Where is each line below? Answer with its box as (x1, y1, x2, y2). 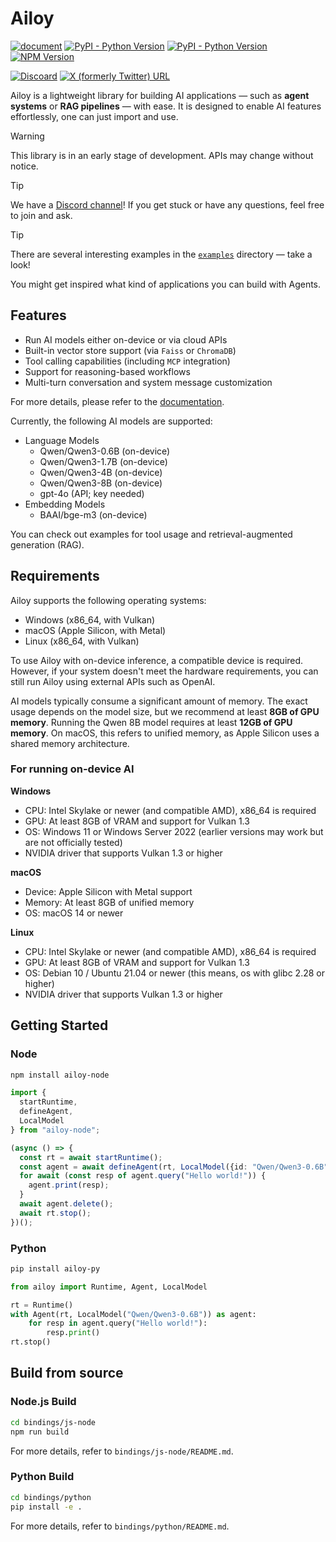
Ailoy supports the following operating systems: (10, 594, 207, 606)
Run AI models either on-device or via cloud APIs (24, 333, 228, 346)
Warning (10, 130, 45, 142)
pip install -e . (10, 1502, 83, 1512)
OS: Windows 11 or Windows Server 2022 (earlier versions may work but (24, 825, 324, 837)
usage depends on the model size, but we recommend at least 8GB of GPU (10, 705, 320, 717)
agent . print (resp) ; (28, 1180, 110, 1191)
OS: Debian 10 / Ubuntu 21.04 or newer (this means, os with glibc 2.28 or (24, 967, 325, 979)
